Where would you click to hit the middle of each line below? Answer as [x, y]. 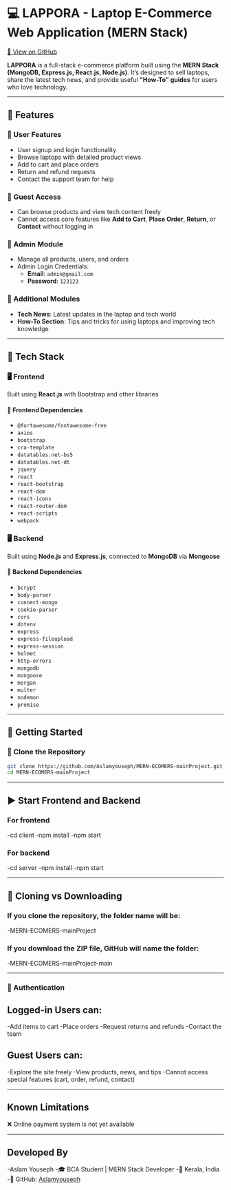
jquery [26, 470]
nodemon [28, 697]
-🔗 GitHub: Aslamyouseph [44, 1179]
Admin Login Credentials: [53, 266]
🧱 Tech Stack [36, 356]
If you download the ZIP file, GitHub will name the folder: [103, 948]
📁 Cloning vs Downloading [65, 896]
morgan [26, 683]
